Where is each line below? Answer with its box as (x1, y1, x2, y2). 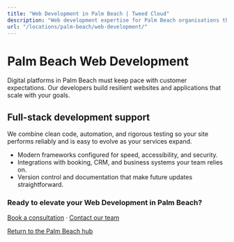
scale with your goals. (7, 91, 70, 100)
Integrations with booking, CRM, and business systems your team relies (17, 158, 223, 167)
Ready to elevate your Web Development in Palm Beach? (7, 198, 203, 208)
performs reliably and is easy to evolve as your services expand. (7, 137, 193, 146)
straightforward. (17, 181, 64, 189)
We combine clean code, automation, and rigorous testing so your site (7, 130, 209, 138)
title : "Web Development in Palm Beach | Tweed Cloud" (7, 10, 170, 17)
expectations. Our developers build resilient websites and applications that (7, 84, 221, 92)
